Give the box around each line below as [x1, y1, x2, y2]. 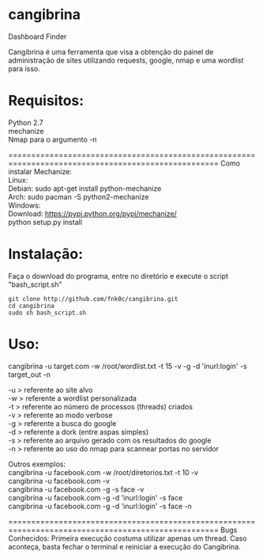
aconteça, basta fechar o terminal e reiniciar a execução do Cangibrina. [8, 542, 241, 551]
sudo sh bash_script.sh [8, 309, 87, 317]
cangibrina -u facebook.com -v [8, 476, 111, 485]
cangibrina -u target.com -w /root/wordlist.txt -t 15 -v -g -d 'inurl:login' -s [8, 361, 247, 371]
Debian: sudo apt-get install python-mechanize [8, 184, 162, 193]
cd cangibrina [8, 302, 55, 310]
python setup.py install [8, 217, 83, 226]
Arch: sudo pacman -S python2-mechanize [8, 192, 149, 201]
